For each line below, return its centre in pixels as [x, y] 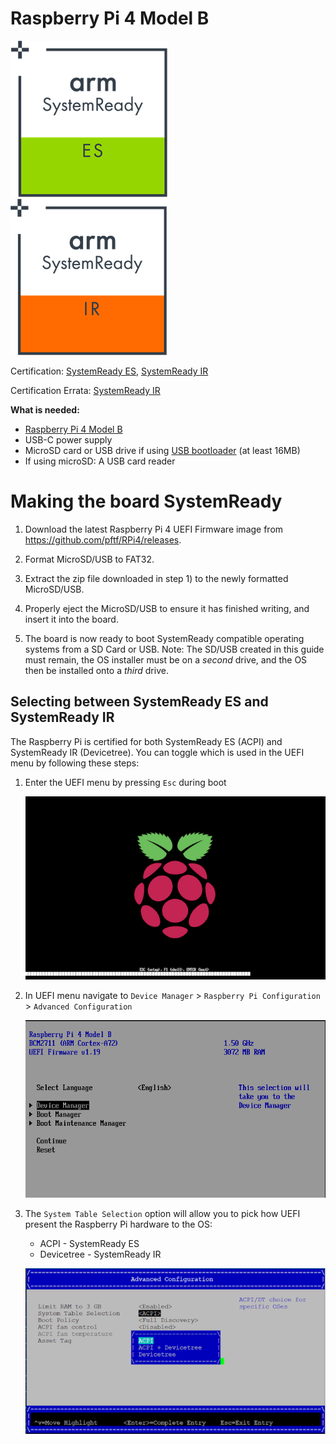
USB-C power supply [68, 439]
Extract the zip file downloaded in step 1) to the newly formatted [156, 578]
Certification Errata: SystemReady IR [85, 390]
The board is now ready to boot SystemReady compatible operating [164, 638]
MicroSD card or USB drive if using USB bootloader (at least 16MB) [162, 450]
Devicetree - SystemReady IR [100, 1254]
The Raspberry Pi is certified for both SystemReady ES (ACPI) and [146, 741]
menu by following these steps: [75, 763]
